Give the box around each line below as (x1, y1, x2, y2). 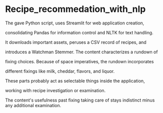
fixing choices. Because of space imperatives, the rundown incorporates (5, 58, 154, 64)
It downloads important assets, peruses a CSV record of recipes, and (5, 39, 147, 45)
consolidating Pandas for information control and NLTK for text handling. (5, 29, 154, 35)
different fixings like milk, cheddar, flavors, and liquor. (5, 68, 115, 74)
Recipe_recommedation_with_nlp (5, 3, 146, 15)
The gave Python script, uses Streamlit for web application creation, (5, 20, 145, 26)
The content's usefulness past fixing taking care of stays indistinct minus (5, 97, 155, 103)
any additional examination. (5, 102, 61, 108)
